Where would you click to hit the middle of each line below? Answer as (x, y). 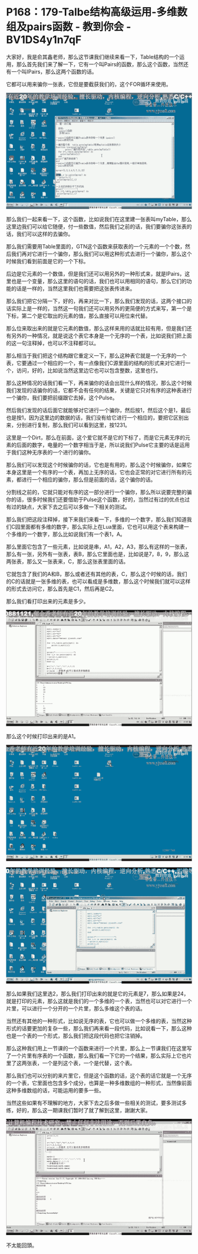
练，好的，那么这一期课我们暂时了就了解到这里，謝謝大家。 (78, 1110)
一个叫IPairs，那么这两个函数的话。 (54, 71)
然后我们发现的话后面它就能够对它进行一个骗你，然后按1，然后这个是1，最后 (99, 410)
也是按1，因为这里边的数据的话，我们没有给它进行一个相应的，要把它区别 (95, 417)
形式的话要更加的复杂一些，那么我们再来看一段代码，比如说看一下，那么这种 (99, 1028)
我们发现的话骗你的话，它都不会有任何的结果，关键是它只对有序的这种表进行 (99, 390)
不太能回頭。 (22, 1245)
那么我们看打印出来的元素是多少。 (47, 601)
